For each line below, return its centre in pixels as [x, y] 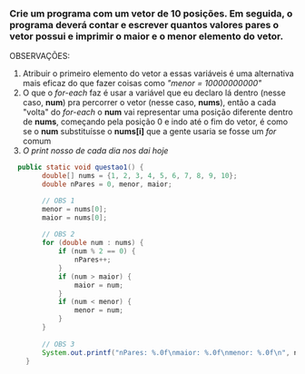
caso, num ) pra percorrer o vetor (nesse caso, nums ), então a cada [149, 103]
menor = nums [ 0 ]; [74, 209]
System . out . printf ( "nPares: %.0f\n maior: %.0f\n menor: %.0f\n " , [166, 352]
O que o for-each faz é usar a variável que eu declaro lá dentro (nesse [154, 93]
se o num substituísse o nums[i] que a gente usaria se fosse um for [149, 132]
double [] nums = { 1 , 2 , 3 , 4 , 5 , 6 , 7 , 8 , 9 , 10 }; [140, 176]
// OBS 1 [59, 201]
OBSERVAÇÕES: [40, 56]
